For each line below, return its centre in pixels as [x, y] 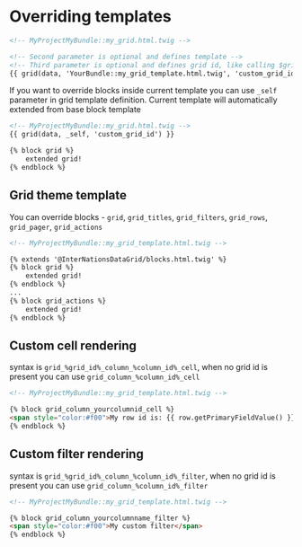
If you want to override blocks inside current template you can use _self [143, 91]
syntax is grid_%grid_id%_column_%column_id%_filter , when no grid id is [142, 476]
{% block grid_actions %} [58, 301]
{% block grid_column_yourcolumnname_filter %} [100, 518]
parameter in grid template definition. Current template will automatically [143, 100]
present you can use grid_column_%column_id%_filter [109, 485]
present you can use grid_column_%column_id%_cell [105, 377]
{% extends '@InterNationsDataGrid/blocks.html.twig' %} [118, 259]
